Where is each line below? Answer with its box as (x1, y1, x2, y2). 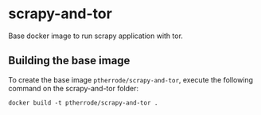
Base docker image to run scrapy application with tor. (8, 31, 183, 40)
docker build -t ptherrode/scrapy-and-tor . (8, 98, 158, 107)
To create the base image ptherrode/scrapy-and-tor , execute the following (8, 75, 253, 84)
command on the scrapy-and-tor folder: (8, 83, 139, 93)
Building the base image (8, 54, 130, 67)
